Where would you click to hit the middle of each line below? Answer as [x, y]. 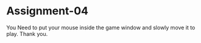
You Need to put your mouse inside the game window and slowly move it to [101, 27]
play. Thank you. [27, 33]
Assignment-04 [48, 11]
